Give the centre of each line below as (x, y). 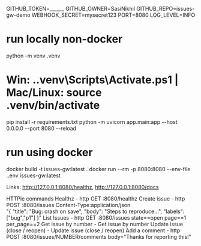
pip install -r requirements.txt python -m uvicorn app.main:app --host (92, 122)
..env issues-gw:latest (34, 175)
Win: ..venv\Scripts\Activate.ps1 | (92, 80)
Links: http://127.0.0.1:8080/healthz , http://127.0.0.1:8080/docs (82, 187)
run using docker (49, 153)
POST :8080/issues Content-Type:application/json (68, 205)
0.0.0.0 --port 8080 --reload (41, 128)
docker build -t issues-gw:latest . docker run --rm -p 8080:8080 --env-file (98, 169)
